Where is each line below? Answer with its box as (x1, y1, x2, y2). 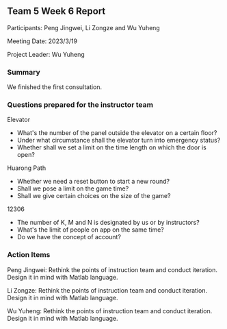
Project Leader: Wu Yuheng (7, 50, 85, 58)
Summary (7, 67, 41, 77)
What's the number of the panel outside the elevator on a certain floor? (16, 129, 217, 137)
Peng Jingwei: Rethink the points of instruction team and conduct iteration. (7, 265, 217, 273)
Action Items (7, 250, 51, 260)
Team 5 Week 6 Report (7, 5, 106, 17)
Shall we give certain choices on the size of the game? (16, 192, 171, 200)
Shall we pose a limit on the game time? (16, 184, 129, 193)
